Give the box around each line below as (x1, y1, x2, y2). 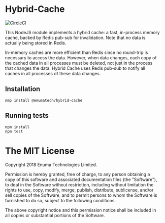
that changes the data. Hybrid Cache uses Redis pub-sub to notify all (5, 65, 145, 71)
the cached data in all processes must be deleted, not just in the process (5, 60, 153, 66)
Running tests (5, 111, 49, 120)
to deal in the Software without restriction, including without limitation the (5, 181, 154, 187)
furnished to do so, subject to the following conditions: (5, 197, 116, 203)
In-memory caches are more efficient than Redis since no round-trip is (5, 49, 148, 55)
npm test (5, 129, 23, 134)
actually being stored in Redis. (5, 40, 66, 45)
